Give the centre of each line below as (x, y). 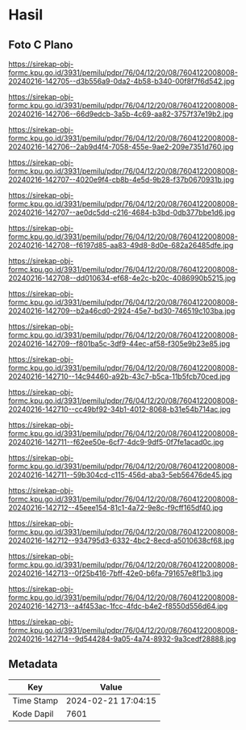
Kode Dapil (33, 714)
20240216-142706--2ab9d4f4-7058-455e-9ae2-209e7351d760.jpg (121, 147)
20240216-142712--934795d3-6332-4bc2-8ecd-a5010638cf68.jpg (121, 540)
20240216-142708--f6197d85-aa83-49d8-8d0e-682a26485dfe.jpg (121, 245)
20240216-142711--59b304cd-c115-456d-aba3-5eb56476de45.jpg (120, 475)
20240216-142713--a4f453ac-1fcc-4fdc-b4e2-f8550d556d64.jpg (118, 606)
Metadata (33, 664)
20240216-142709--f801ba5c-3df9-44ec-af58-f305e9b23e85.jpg (119, 344)
